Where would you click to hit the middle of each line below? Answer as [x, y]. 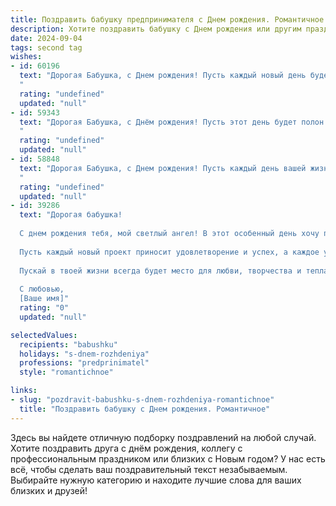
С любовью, [42, 289]
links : [24, 391]
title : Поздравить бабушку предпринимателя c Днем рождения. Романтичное [167, 19]
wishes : [26, 57]
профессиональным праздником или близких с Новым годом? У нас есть [168, 458]
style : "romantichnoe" [66, 372]
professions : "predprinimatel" [84, 363]
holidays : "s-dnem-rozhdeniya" [84, 354]
